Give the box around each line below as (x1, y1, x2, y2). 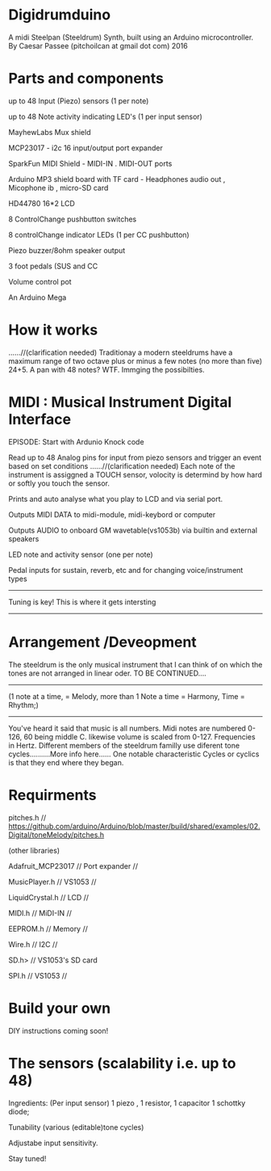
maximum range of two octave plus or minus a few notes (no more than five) (8, 356, 263, 365)
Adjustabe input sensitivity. (8, 1138, 98, 1148)
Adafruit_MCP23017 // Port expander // (8, 861, 139, 870)
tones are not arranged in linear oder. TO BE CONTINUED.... (8, 668, 207, 678)
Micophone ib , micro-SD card (8, 183, 109, 192)
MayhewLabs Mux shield (8, 127, 91, 137)
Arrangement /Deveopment (8, 633, 198, 651)
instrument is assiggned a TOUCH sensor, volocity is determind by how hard (8, 470, 262, 479)
